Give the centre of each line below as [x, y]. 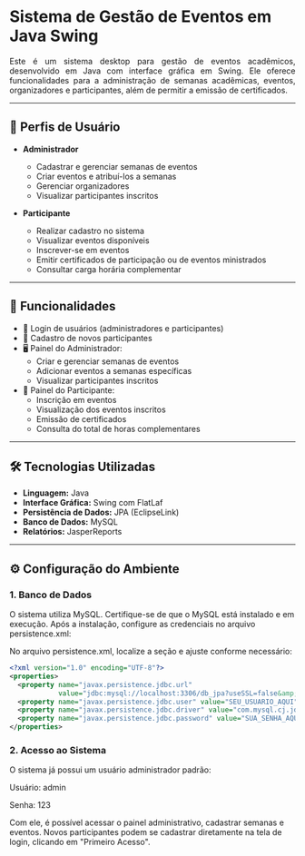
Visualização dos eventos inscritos [101, 409]
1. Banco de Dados [51, 595]
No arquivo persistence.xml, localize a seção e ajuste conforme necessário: [151, 652]
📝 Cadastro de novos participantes [87, 338]
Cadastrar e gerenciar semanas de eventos [117, 166]
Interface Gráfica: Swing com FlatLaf [93, 503]
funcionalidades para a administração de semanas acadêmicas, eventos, [152, 80]
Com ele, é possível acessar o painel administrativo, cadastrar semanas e [147, 822]
